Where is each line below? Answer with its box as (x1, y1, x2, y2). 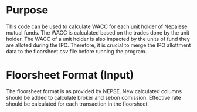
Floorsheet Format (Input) (6, 69, 134, 82)
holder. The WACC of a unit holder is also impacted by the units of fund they (6, 35, 191, 42)
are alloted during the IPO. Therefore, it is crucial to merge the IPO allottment (6, 42, 191, 49)
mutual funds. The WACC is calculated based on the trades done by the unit (6, 29, 189, 36)
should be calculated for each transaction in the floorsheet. (6, 100, 150, 107)
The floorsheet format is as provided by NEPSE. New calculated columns (6, 87, 182, 94)
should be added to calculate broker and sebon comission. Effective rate (6, 94, 182, 101)
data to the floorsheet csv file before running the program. (6, 47, 147, 55)
